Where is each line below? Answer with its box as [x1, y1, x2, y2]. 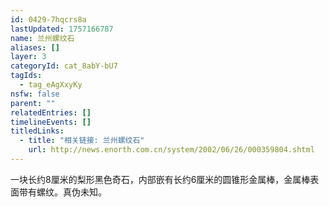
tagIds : [10, 71, 43, 81]
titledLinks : [10, 126, 65, 136]
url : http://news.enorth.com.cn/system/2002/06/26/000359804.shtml [28, 145, 315, 155]
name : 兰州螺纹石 [10, 33, 75, 43]
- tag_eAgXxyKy [19, 80, 83, 90]
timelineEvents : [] [10, 117, 92, 127]
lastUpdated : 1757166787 [10, 24, 114, 34]
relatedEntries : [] [10, 107, 92, 118]
